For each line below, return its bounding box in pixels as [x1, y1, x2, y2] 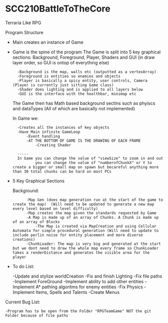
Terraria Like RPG [5, 20, 42, 26]
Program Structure [5, 29, 44, 35]
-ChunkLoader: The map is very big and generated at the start [26, 241, 161, 247]
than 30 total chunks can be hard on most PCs [12, 169, 112, 174]
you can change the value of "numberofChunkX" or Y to [35, 160, 152, 165]
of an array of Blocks [12, 219, 60, 224]
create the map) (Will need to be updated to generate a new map [12, 202, 154, 207]
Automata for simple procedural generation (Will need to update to [12, 228, 159, 233]
